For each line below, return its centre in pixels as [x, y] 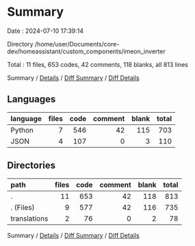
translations [29, 218]
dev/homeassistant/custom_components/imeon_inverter [86, 51]
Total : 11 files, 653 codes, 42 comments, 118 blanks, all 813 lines [97, 64]
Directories [31, 166]
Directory [20, 44]
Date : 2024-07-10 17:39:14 [45, 31]
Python [22, 130]
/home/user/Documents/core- [77, 44]
